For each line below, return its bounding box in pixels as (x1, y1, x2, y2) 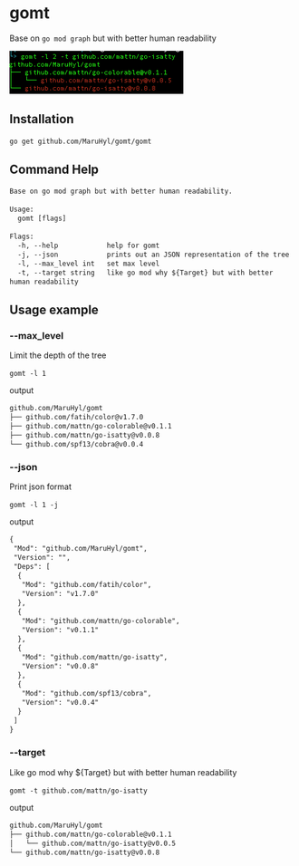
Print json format (9, 481, 72, 492)
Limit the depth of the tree (9, 350, 107, 361)
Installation (9, 111, 74, 127)
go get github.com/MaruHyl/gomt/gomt (9, 137, 152, 146)
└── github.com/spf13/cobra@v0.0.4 (9, 440, 144, 449)
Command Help (9, 162, 100, 178)
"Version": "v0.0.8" (21, 662, 100, 671)
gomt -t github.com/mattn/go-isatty (9, 786, 148, 795)
